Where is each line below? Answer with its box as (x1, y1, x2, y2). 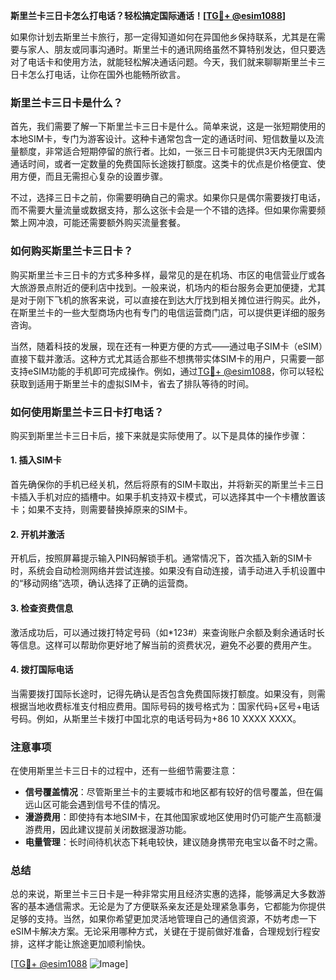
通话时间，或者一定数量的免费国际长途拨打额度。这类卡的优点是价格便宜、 (10, 158, 317, 170)
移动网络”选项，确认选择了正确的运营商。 (23, 577, 194, 589)
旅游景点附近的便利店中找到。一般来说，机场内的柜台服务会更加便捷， (18, 281, 308, 293)
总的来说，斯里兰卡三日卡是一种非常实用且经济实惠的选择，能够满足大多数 (10, 888, 317, 900)
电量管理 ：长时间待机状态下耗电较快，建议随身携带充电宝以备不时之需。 (24, 836, 323, 848)
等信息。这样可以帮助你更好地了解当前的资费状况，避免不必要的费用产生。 (10, 639, 317, 651)
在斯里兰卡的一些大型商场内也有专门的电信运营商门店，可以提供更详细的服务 (10, 306, 326, 318)
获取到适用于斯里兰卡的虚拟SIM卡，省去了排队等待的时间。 (10, 377, 255, 389)
